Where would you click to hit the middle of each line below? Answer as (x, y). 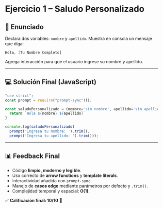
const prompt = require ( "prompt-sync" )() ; (49, 100)
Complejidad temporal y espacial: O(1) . (51, 191)
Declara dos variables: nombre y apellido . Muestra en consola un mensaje (79, 38)
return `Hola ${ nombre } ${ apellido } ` (48, 113)
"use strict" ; (19, 96)
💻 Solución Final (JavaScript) (51, 82)
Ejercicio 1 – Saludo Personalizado (75, 9)
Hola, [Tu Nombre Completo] (33, 52)
